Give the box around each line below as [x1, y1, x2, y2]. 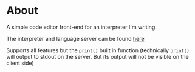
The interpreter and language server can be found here [6, 35, 145, 42]
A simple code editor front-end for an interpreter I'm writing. [6, 23, 157, 31]
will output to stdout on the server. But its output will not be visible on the [6, 53, 190, 60]
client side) [6, 59, 35, 67]
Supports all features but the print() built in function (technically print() [6, 46, 190, 54]
